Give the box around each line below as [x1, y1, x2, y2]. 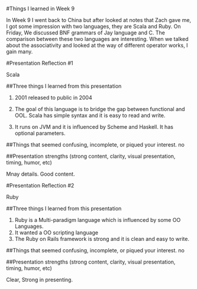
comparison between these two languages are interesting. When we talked [6, 36, 189, 42]
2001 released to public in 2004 [14, 94, 93, 101]
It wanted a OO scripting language [14, 229, 99, 236]
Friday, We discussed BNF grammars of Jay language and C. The [6, 29, 166, 36]
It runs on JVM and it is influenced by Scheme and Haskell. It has [14, 123, 173, 130]
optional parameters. [14, 130, 66, 136]
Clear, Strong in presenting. [6, 276, 73, 283]
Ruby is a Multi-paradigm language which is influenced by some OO [14, 217, 181, 223]
